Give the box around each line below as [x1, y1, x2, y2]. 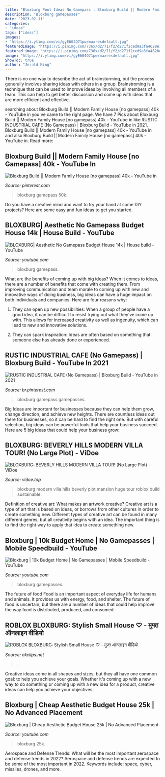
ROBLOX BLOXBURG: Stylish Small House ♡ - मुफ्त [5, 621, 159, 629]
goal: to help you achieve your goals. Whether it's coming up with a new [5, 676, 151, 682]
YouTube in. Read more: [5, 138, 54, 144]
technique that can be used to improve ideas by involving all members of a [5, 86, 156, 92]
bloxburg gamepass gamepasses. [17, 396, 86, 402]
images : [5, 35, 21, 40]
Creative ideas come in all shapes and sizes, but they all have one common [5, 671, 157, 676]
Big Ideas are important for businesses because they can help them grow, [5, 406, 155, 412]
